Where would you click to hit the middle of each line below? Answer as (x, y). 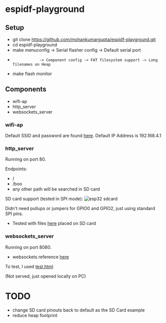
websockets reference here (41, 257)
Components (26, 89)
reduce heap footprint (35, 315)
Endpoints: (16, 169)
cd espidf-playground (35, 45)
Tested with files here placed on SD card (54, 223)
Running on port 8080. (28, 247)
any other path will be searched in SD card (56, 189)
